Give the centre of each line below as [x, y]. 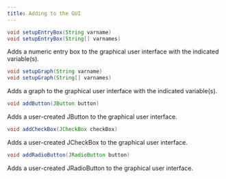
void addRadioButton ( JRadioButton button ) [68, 155]
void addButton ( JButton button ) [53, 104]
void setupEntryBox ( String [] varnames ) [64, 38]
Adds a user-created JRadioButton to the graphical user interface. [100, 168]
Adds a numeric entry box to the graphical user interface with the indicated [113, 51]
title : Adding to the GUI [44, 13]
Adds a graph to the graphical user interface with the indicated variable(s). [112, 91]
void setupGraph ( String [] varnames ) [59, 78]
